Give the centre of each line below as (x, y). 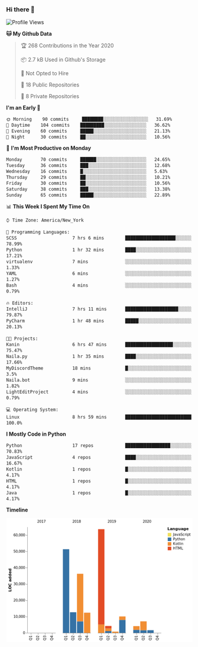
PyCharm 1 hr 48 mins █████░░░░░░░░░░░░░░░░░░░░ (99, 321)
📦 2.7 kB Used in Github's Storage (63, 60)
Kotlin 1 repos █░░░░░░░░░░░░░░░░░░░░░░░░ (99, 469)
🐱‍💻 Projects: (22, 339)
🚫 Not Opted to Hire (45, 73)
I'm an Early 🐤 (23, 108)
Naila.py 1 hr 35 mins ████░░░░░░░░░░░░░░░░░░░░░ (99, 357)
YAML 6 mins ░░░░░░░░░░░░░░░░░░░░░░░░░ (99, 274)
